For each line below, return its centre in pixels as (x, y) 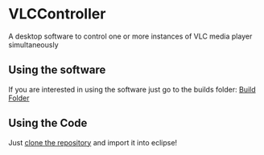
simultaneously (33, 44)
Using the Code (48, 123)
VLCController (57, 14)
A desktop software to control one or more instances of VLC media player (130, 36)
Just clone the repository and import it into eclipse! (93, 142)
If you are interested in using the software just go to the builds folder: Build (132, 89)
